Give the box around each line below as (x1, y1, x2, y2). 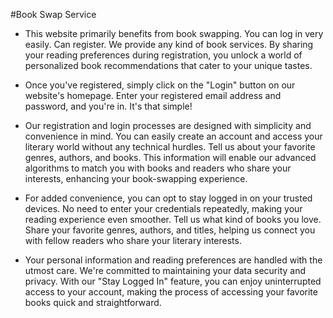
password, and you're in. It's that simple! (24, 100, 193, 112)
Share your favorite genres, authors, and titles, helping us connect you (24, 224, 316, 236)
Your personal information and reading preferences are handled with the (24, 254, 323, 266)
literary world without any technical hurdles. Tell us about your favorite (24, 141, 316, 153)
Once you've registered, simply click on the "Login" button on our (24, 79, 296, 91)
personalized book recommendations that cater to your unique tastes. (24, 60, 313, 71)
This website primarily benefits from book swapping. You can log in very (24, 28, 324, 39)
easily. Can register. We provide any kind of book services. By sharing (24, 39, 314, 50)
